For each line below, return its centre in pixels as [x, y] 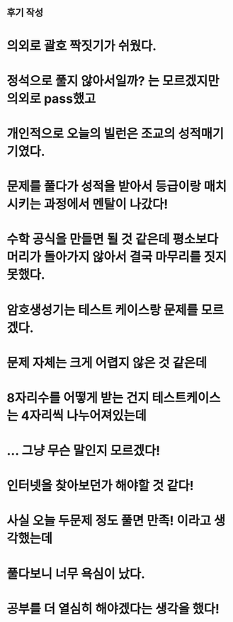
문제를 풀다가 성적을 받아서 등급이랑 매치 [117, 187]
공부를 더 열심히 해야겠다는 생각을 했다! [113, 609]
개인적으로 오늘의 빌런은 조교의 [91, 134]
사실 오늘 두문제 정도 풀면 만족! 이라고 [109, 521]
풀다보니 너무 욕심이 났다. [76, 574]
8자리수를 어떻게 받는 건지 [78, 398]
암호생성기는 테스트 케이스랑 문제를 [103, 310]
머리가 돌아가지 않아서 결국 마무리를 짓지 [117, 257]
